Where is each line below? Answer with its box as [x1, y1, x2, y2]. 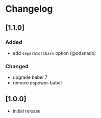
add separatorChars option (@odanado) [12, 50, 96, 56]
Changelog [5, 3, 53, 15]
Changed [5, 63, 29, 70]
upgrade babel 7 [12, 74, 47, 80]
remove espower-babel [12, 80, 62, 86]
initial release [12, 108, 41, 114]
